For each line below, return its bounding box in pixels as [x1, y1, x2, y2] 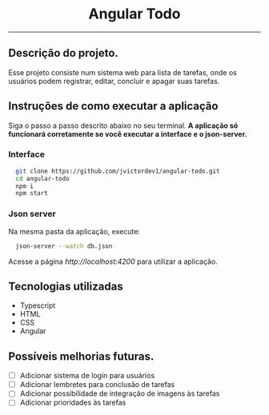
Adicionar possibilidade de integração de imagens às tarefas [19, 389, 220, 398]
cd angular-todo [15, 174, 70, 182]
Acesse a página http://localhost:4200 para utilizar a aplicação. [8, 257, 218, 266]
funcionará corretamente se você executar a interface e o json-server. [8, 129, 247, 138]
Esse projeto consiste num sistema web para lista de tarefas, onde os [8, 67, 238, 77]
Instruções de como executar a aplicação [8, 99, 219, 113]
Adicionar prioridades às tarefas [19, 397, 126, 408]
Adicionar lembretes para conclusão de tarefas [19, 380, 175, 389]
